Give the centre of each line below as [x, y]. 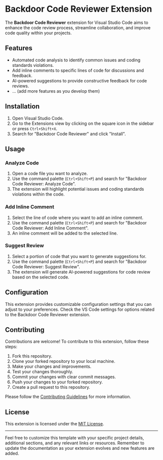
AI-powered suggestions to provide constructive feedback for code [79, 80]
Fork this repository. [32, 356]
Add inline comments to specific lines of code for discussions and [78, 70]
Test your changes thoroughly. [43, 372]
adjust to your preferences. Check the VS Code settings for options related [80, 309]
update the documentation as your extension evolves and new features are [80, 448]
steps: [11, 347]
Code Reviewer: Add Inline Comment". [50, 228]
